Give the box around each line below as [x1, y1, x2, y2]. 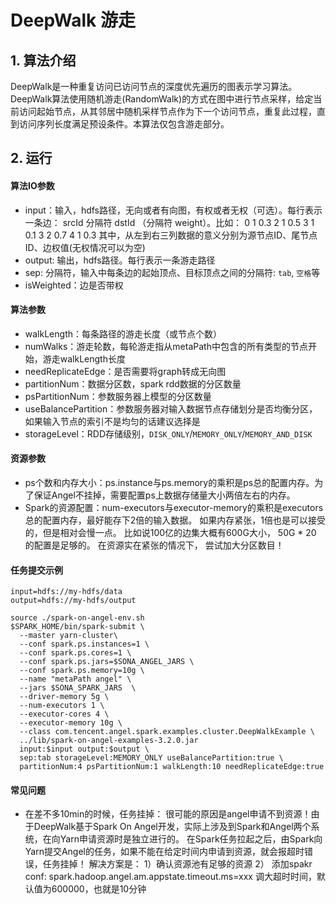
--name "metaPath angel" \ [19, 674, 132, 685]
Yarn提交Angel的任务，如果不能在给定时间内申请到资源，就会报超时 [24, 846, 305, 858]
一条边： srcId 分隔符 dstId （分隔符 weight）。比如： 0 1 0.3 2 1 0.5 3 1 [24, 216, 315, 228]
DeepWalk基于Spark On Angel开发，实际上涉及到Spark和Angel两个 [33, 821, 312, 833]
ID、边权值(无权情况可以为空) [24, 241, 146, 253]
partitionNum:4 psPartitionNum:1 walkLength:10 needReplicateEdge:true [19, 762, 325, 772]
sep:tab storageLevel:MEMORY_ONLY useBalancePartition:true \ [19, 753, 284, 763]
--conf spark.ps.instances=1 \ [19, 639, 150, 650]
